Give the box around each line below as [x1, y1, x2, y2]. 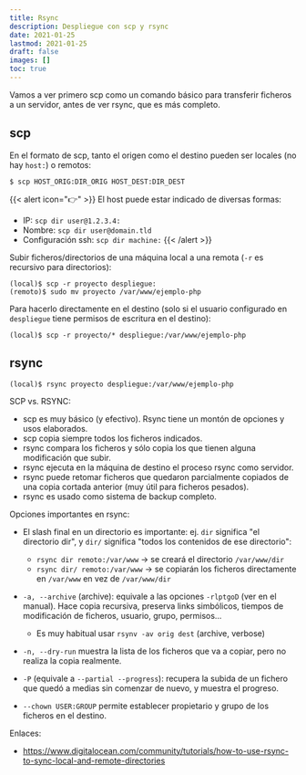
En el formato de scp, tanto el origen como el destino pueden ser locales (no [9, 150, 297, 161]
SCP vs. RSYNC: [9, 395, 71, 406]
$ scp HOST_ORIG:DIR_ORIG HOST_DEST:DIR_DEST [9, 177, 185, 186]
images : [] [9, 56, 51, 65]
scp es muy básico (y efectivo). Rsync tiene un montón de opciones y [22, 413, 285, 424]
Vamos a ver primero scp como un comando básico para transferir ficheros [9, 89, 292, 100]
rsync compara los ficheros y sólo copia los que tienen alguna [22, 442, 257, 453]
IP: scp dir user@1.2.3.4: [22, 215, 121, 225]
